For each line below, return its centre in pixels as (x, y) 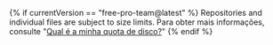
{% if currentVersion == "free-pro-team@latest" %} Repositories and (136, 13)
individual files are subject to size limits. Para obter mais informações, (137, 22)
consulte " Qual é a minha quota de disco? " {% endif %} (111, 31)
